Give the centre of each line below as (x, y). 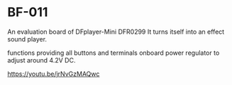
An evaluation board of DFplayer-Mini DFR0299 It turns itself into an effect (116, 32)
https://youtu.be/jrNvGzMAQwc (54, 74)
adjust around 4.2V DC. (42, 60)
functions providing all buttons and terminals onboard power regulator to (114, 53)
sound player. (27, 39)
